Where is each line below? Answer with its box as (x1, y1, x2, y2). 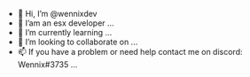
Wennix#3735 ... (17, 59, 78, 70)
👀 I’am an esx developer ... (17, 18, 114, 28)
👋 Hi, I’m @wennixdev (17, 9, 98, 19)
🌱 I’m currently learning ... (17, 27, 113, 37)
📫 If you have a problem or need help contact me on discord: (17, 47, 243, 57)
